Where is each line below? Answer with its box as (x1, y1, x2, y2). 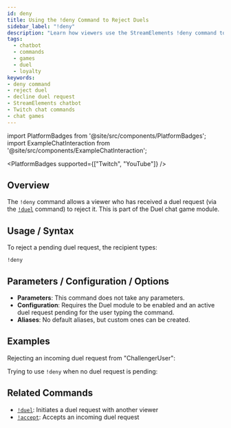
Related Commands (7, 387, 93, 399)
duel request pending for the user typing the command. (16, 308, 175, 317)
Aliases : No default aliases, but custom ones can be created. (16, 316, 190, 324)
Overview (7, 180, 50, 192)
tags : (7, 36, 23, 43)
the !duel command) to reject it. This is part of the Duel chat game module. (7, 205, 220, 214)
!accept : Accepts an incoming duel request (16, 413, 140, 421)
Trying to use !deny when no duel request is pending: (7, 367, 158, 376)
